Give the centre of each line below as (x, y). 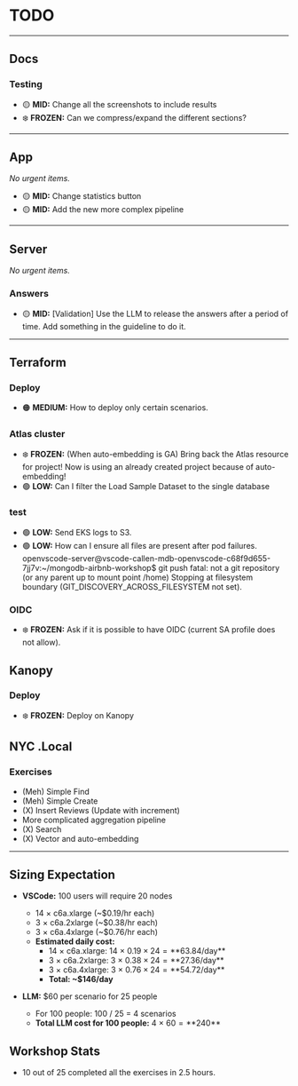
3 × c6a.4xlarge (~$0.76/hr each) (96, 932)
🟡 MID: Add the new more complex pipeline (103, 210)
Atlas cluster (37, 434)
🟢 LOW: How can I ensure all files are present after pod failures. (139, 545)
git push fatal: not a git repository (219, 567)
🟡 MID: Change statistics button (82, 196)
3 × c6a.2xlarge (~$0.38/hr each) (96, 923)
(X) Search (42, 829)
